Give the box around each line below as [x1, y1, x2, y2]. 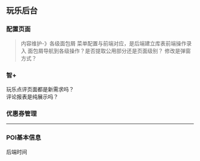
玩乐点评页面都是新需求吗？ [6, 85, 74, 92]
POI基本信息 [6, 134, 42, 142]
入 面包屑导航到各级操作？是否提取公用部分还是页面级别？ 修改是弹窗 [20, 47, 191, 54]
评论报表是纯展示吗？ [6, 93, 58, 100]
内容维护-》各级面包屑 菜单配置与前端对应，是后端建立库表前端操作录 [20, 39, 192, 47]
